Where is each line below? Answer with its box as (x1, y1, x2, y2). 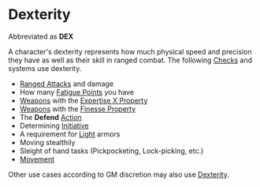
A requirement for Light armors (19, 129, 121, 139)
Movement (19, 154, 55, 163)
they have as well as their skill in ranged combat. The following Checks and (8, 55, 253, 65)
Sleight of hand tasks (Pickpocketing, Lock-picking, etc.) (19, 146, 204, 155)
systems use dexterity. (8, 63, 82, 73)
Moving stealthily (19, 137, 76, 147)
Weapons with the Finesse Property (19, 104, 136, 114)
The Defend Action (19, 112, 83, 122)
